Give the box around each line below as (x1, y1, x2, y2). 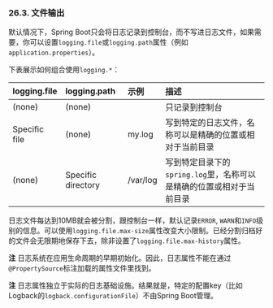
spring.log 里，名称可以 (165, 169, 256, 180)
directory (64, 180, 100, 191)
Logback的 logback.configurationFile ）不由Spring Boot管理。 (8, 291, 218, 301)
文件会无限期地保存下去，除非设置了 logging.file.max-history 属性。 (15, 236, 245, 245)
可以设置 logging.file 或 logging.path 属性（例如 (29, 37, 188, 47)
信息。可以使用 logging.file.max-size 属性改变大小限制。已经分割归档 (22, 226, 256, 236)
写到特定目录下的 (165, 157, 231, 168)
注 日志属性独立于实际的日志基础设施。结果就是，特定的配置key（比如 (8, 280, 244, 290)
